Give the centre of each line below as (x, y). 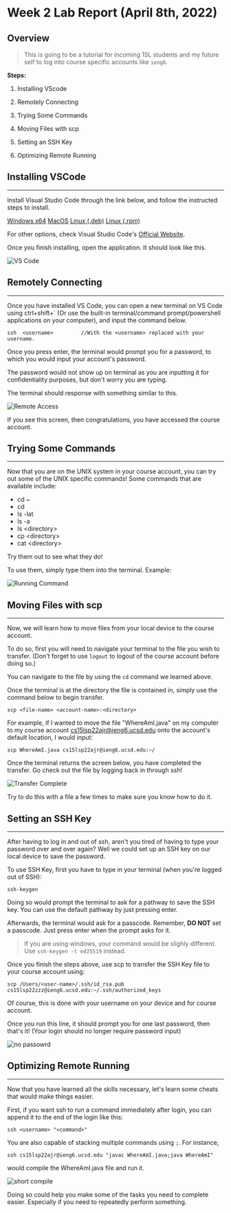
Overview (29, 38)
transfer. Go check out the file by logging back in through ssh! (95, 770)
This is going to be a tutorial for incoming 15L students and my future (121, 54)
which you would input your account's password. (77, 359)
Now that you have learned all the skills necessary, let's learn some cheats (113, 1089)
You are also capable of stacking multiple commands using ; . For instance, (113, 1142)
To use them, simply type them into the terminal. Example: (89, 570)
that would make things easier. (51, 1096)
